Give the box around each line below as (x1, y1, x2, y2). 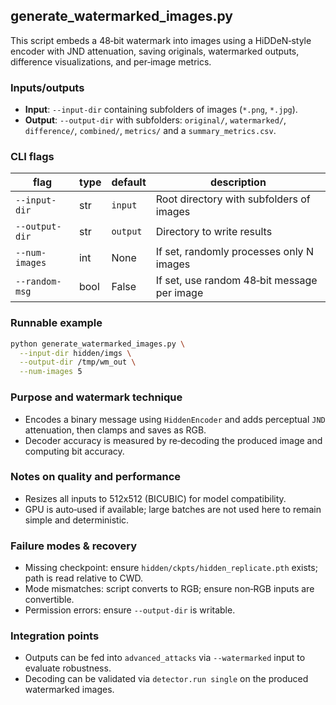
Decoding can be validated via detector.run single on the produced (24, 673, 309, 685)
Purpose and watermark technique (10, 390, 183, 404)
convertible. (24, 594, 75, 606)
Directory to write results (155, 225, 273, 239)
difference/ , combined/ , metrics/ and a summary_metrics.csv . (24, 125, 277, 137)
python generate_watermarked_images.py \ (10, 339, 186, 349)
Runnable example (10, 316, 103, 330)
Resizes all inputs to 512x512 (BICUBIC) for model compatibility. (24, 492, 287, 504)
